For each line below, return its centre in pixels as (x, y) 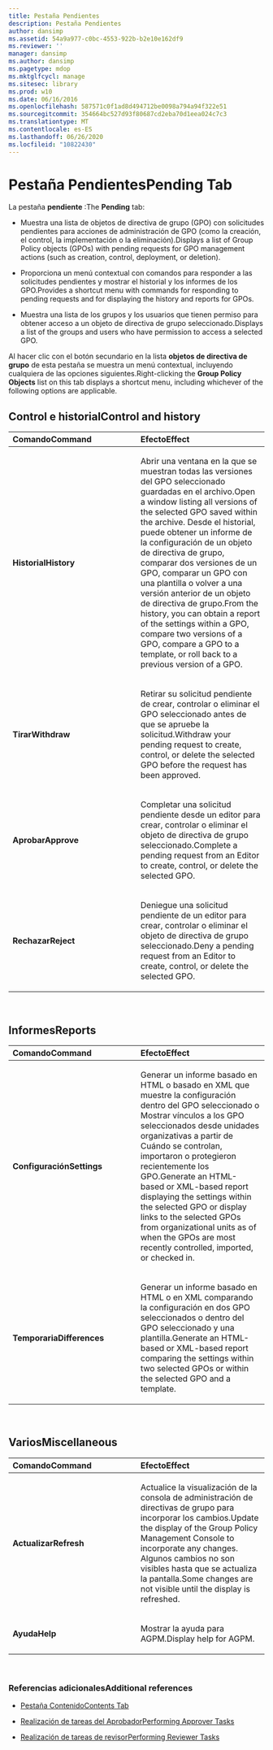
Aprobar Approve (45, 840)
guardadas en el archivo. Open (198, 492)
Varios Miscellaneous (63, 1442)
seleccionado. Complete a (189, 845)
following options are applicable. (63, 391)
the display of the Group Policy (199, 1527)
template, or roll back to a (189, 654)
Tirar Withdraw (41, 735)
